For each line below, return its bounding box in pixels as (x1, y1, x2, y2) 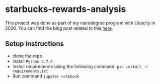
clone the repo (12, 53, 43, 59)
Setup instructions (5, 40, 64, 48)
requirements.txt (12, 69, 49, 74)
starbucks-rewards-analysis (5, 3, 126, 15)
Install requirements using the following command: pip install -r (12, 63, 148, 69)
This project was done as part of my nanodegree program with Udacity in (5, 20, 156, 26)
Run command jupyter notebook (12, 73, 80, 79)
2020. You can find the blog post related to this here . (5, 25, 113, 31)
